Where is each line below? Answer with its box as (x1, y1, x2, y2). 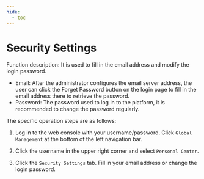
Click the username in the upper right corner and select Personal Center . (15, 147, 199, 155)
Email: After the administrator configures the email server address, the (15, 79, 192, 87)
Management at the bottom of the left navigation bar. (15, 136, 142, 143)
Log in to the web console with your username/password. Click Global (15, 129, 192, 136)
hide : (6, 9, 20, 15)
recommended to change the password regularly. (15, 105, 140, 113)
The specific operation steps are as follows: (6, 117, 117, 125)
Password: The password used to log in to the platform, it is (15, 99, 165, 106)
